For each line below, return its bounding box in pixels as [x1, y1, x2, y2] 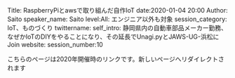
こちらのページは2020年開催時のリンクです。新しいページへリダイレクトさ [7, 55, 224, 63]
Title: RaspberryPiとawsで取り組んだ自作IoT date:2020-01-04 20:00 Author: [7, 6, 228, 14]
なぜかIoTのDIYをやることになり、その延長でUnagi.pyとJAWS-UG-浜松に [7, 32, 220, 41]
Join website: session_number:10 [7, 41, 103, 48]
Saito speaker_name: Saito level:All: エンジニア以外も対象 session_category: [7, 15, 227, 23]
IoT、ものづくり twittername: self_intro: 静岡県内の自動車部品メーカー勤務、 [7, 24, 228, 32]
